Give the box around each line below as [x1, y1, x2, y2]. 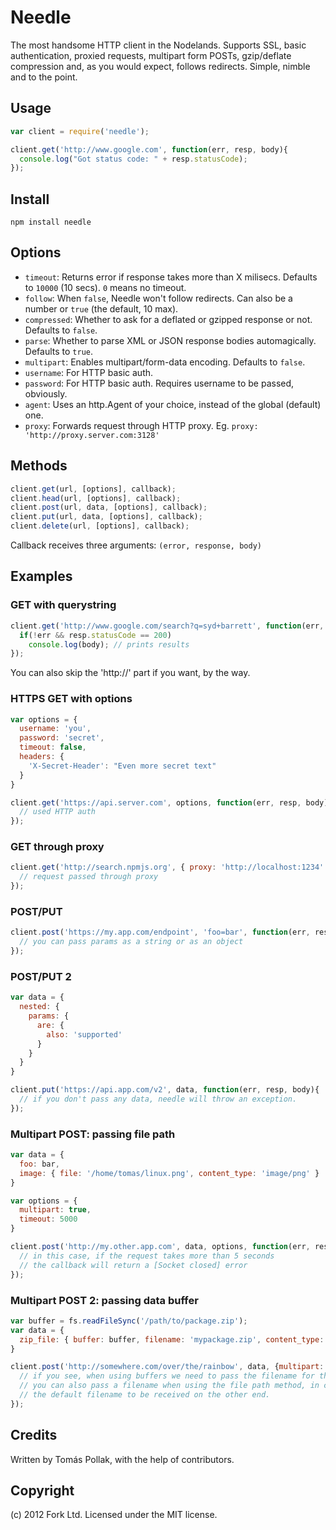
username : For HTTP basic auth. [24, 366, 154, 378]
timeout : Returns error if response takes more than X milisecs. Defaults [24, 271, 318, 283]
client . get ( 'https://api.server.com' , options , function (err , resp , [10, 797, 302, 808]
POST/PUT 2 [10, 969, 72, 983]
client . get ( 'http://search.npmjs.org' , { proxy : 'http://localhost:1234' [10, 862, 325, 873]
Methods [10, 457, 68, 475]
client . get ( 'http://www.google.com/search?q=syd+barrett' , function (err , [10, 621, 325, 631]
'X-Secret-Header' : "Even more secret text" [28, 761, 217, 771]
